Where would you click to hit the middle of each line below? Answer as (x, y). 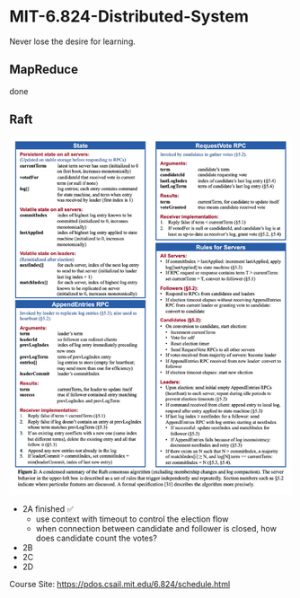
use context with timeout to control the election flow (132, 519)
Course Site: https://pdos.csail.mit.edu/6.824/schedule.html (120, 584)
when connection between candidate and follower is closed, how (156, 528)
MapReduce (44, 70)
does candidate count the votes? (96, 538)
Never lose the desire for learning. (73, 41)
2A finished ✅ (48, 508)
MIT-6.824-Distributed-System (129, 17)
